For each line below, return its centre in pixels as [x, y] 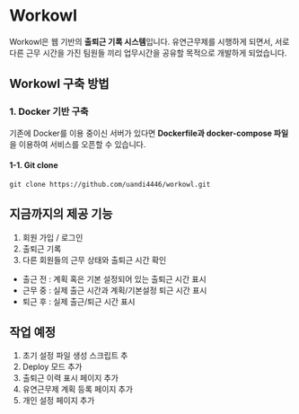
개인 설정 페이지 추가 [58, 401]
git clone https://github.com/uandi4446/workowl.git [110, 184]
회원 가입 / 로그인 [53, 237]
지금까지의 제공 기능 [61, 214]
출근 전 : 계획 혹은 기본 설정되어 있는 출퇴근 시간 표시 [114, 278]
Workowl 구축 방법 [59, 84]
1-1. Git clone [34, 165]
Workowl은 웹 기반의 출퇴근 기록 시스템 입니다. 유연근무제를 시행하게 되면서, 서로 [149, 41]
